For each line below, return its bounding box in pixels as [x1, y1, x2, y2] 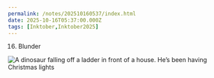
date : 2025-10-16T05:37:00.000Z [8, 17, 102, 24]
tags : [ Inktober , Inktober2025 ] [8, 23, 99, 30]
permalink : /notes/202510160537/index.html [8, 10, 137, 17]
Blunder [17, 42, 41, 51]
